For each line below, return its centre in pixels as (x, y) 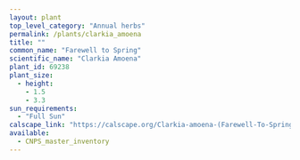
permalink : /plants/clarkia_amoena (75, 34)
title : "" (28, 42)
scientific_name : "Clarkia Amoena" (75, 59)
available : (29, 133)
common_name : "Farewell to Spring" (75, 51)
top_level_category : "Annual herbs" (77, 26)
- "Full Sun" (42, 116)
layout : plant (36, 17)
